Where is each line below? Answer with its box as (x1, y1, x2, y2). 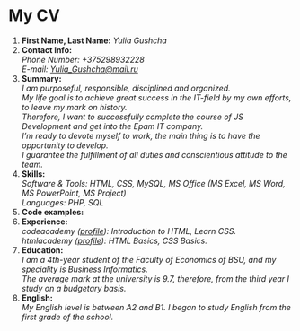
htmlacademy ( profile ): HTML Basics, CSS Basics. (21, 235, 208, 246)
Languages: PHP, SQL (21, 196, 104, 207)
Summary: (21, 73, 62, 83)
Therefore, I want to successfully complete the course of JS (21, 111, 244, 122)
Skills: (21, 168, 46, 179)
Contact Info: (21, 44, 73, 55)
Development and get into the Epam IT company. (21, 120, 204, 131)
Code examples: (21, 206, 84, 217)
